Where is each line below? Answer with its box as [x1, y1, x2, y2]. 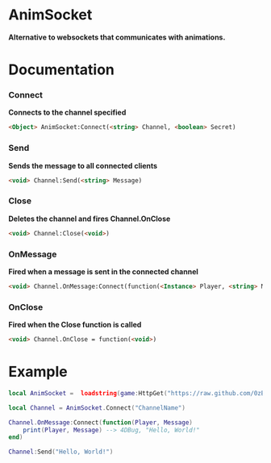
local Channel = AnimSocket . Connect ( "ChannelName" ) [8, 403, 186, 412]
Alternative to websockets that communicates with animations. [8, 32, 226, 42]
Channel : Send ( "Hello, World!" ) [8, 448, 114, 457]
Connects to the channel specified [8, 107, 127, 118]
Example [8, 363, 68, 381]
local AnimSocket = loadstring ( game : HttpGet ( [8, 389, 168, 397]
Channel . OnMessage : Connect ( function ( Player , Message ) [8, 418, 194, 427]
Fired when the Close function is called [8, 320, 142, 330]
